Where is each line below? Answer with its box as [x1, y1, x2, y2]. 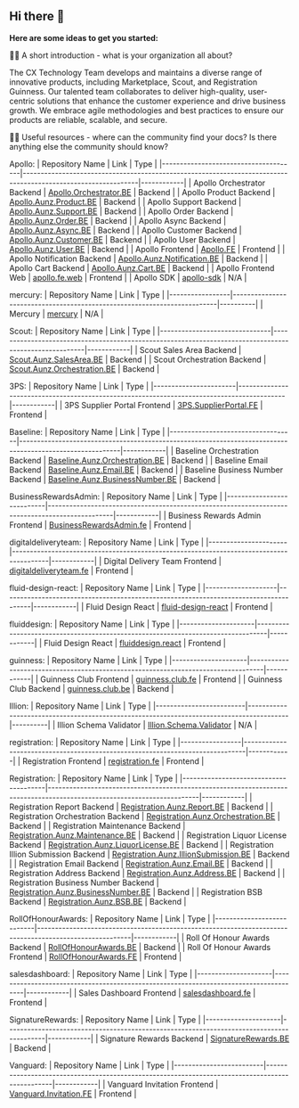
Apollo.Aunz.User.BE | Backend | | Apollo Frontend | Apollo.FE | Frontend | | [9, 243, 286, 254]
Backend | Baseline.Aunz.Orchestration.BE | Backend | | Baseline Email [9, 455, 269, 465]
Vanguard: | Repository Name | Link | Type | [9, 1060, 170, 1071]
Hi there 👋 [9, 9, 65, 24]
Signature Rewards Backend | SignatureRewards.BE [100, 1033, 290, 1044]
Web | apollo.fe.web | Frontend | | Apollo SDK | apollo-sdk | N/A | [9, 272, 247, 283]
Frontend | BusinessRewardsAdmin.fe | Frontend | [9, 519, 192, 530]
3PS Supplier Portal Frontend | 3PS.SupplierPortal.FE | [64, 399, 263, 410]
